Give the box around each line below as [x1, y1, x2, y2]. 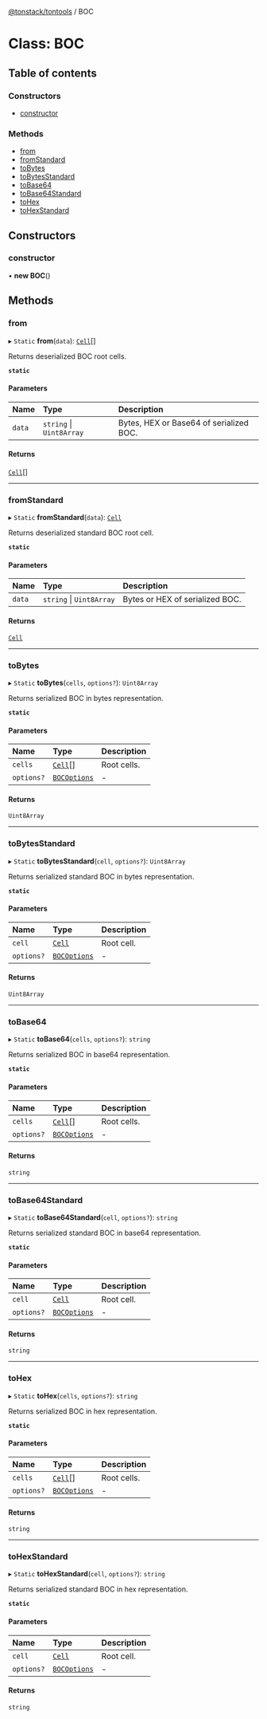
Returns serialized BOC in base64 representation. [8, 1050, 171, 1060]
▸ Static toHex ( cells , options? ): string [8, 1391, 138, 1400]
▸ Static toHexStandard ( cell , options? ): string [8, 1569, 165, 1579]
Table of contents [8, 66, 97, 80]
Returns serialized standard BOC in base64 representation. [8, 1228, 201, 1238]
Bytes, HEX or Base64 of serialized [118, 417, 249, 428]
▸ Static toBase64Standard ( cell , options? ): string [8, 1213, 178, 1222]
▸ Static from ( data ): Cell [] [8, 336, 96, 345]
